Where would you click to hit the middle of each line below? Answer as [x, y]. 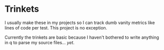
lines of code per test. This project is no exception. [56, 27]
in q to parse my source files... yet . [40, 42]
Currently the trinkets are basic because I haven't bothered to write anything [82, 37]
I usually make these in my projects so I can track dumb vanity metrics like [80, 23]
